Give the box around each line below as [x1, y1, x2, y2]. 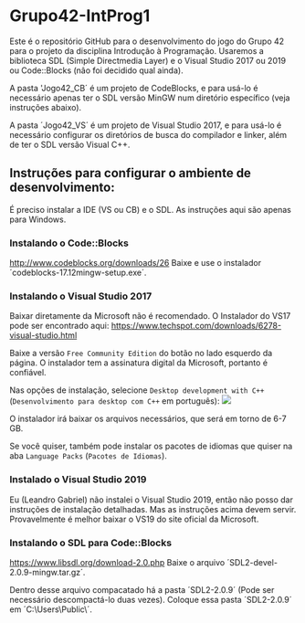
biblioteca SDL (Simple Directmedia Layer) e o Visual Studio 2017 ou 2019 [9, 55, 286, 66]
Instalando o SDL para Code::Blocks [9, 536, 172, 549]
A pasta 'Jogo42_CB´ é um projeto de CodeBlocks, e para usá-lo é [9, 82, 258, 93]
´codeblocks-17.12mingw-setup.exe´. [9, 267, 147, 279]
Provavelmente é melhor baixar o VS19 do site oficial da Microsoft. [9, 513, 259, 524]
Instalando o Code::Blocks [9, 237, 130, 249]
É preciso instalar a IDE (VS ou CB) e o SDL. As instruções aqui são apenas [9, 204, 292, 215]
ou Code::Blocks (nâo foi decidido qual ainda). [9, 65, 184, 76]
